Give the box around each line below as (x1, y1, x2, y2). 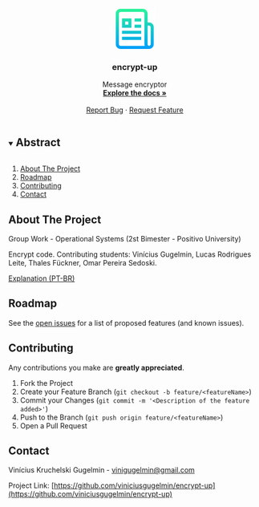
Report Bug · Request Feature (86, 105, 184, 115)
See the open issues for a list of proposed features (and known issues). (8, 318, 245, 327)
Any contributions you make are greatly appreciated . (8, 363, 184, 372)
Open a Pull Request (19, 420, 88, 430)
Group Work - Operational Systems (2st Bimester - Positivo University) (8, 233, 242, 243)
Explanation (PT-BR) (8, 274, 75, 283)
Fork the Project (19, 378, 74, 387)
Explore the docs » (103, 88, 167, 98)
